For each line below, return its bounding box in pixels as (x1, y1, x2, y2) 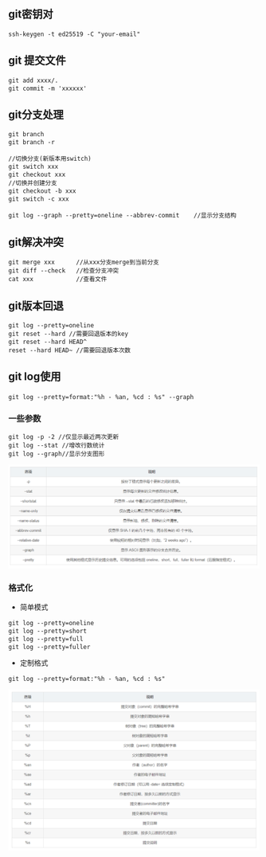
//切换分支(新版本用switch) (8, 155, 92, 163)
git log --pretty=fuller (8, 643, 91, 651)
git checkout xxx (8, 170, 66, 179)
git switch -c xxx (8, 195, 69, 203)
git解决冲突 (8, 235, 64, 248)
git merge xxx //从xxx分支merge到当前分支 (8, 258, 159, 267)
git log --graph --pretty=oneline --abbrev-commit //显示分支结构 (8, 212, 237, 220)
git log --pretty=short (8, 627, 88, 635)
